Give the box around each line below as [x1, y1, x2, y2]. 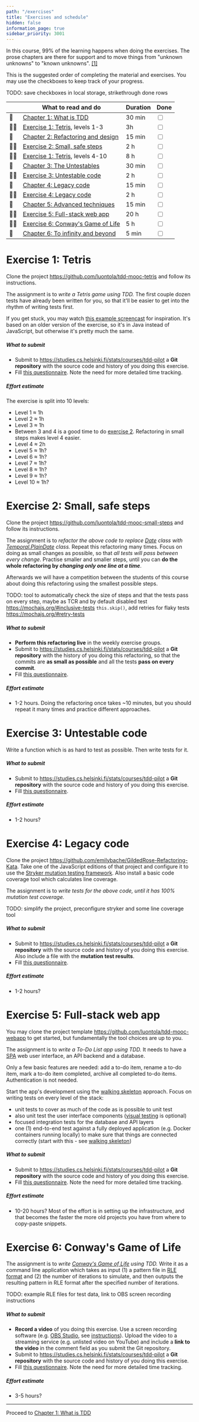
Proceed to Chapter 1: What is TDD [6, 1410, 91, 1417]
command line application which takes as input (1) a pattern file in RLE [6, 1267, 177, 1274]
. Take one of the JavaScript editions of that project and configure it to [17, 863, 189, 870]
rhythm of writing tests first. [6, 303, 74, 311]
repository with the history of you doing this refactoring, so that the [14, 652, 181, 659]
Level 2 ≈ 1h [14, 415, 44, 422]
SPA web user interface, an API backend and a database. [6, 1052, 145, 1059]
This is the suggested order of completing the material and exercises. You [6, 71, 187, 79]
